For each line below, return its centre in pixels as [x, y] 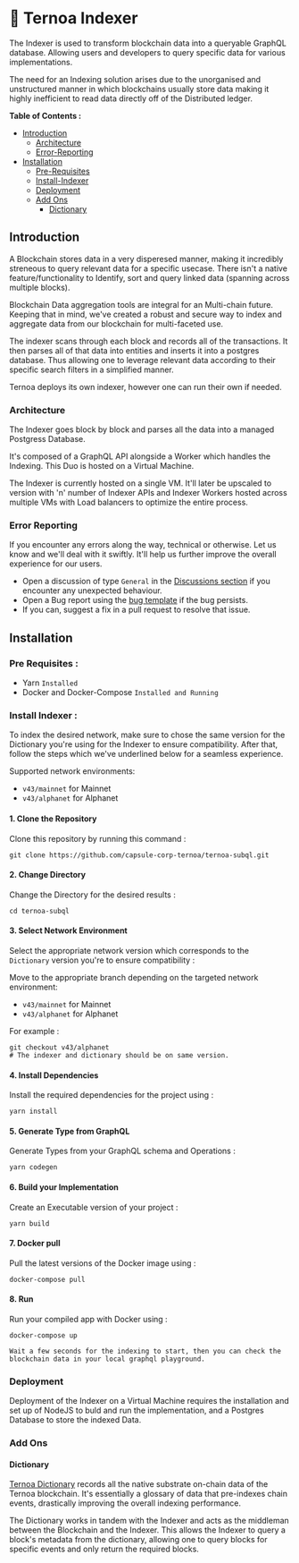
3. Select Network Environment [68, 930]
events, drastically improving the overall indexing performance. [125, 1503]
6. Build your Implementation [64, 1187]
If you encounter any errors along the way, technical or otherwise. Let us [143, 545]
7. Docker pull [35, 1244]
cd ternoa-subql [39, 911]
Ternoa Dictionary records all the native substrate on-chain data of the [139, 1484]
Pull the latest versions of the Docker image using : [103, 1263]
